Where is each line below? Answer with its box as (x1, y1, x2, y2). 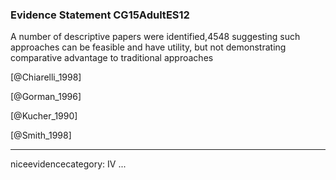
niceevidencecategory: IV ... (10, 158, 127, 170)
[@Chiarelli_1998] (10, 71, 82, 83)
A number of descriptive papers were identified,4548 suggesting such (10, 31, 301, 43)
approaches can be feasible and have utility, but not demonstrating (10, 41, 287, 53)
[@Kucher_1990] (10, 110, 78, 122)
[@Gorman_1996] (10, 91, 82, 103)
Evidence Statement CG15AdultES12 (10, 8, 190, 22)
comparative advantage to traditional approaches (10, 52, 214, 64)
